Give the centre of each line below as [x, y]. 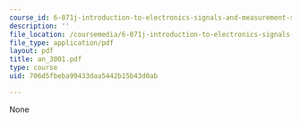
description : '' [39, 26]
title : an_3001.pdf [46, 59]
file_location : [38, 34]
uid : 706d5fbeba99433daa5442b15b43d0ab [84, 76]
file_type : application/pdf [62, 43]
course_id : [30, 17]
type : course [34, 68]
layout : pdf [31, 51]
